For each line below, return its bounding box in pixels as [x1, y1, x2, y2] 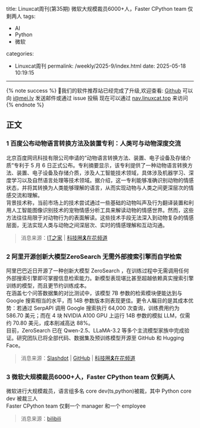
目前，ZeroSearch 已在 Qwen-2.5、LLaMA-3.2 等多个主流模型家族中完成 [6, 326, 185, 334]
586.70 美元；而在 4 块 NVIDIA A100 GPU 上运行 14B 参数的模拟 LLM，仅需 [6, 311, 190, 319]
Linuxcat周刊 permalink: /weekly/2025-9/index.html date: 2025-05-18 [14, 62, 186, 69]
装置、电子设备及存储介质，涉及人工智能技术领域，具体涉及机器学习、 [16, 169, 189, 176]
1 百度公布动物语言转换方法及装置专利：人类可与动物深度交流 [6, 139, 181, 148]
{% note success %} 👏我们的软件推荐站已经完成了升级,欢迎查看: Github [6, 87, 182, 94]
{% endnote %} [6, 101, 45, 108]
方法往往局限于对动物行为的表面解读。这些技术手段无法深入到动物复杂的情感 [6, 214, 194, 221]
